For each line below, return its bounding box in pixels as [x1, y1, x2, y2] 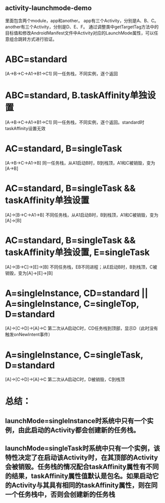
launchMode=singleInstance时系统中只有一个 [5, 416, 147, 425]
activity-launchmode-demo [5, 4, 92, 12]
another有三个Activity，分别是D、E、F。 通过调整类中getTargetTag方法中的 [5, 24, 159, 30]
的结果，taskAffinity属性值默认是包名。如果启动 [5, 472, 153, 480]
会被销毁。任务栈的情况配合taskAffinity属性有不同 [5, 463, 159, 471]
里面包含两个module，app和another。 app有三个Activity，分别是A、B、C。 [5, 17, 159, 24]
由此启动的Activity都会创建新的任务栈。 [18, 426, 140, 434]
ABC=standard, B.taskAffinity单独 [5, 90, 148, 101]
